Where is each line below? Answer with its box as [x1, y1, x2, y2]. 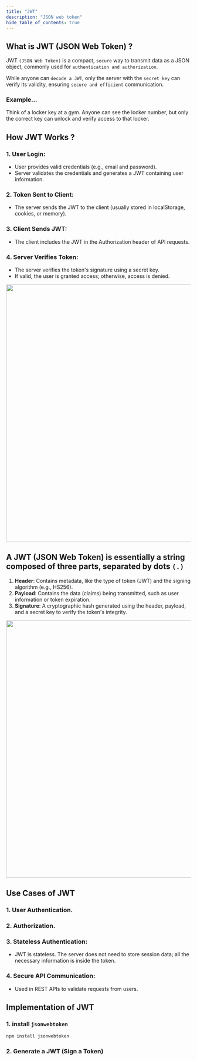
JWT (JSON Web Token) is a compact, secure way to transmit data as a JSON [6, 57, 189, 64]
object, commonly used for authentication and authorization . [6, 63, 158, 71]
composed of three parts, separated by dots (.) [6, 562, 184, 572]
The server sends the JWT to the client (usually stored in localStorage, [14, 204, 186, 211]
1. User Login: [6, 150, 46, 158]
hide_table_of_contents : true [6, 19, 80, 25]
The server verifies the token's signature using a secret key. [14, 266, 159, 274]
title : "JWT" [6, 8, 38, 15]
